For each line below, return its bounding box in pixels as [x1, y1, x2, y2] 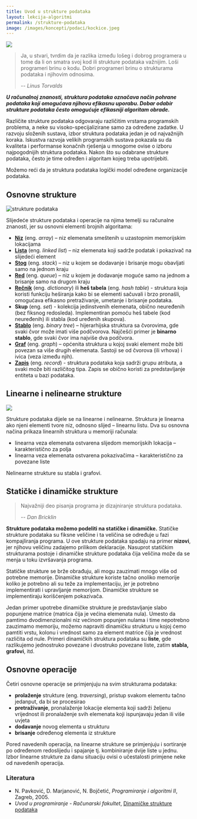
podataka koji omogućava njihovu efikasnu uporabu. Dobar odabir [6, 100, 173, 107]
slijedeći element [14, 253, 56, 260]
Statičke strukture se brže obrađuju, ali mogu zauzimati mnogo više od [6, 567, 178, 574]
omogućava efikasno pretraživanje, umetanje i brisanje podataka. [14, 297, 173, 304]
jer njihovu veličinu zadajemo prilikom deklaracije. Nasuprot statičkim [6, 543, 173, 550]
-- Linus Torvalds [20, 82, 63, 89]
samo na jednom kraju [14, 266, 69, 273]
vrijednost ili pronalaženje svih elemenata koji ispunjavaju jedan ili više [14, 710, 185, 717]
